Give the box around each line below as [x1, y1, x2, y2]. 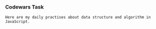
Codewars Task [5, 3, 44, 10]
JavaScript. [5, 19, 30, 24]
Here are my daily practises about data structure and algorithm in [5, 15, 151, 20]
